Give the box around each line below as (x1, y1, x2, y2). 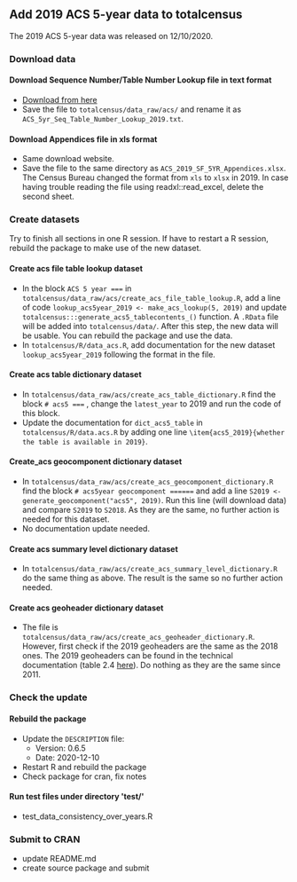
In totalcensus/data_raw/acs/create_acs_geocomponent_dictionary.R (21, 476, 274, 487)
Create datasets (9, 213, 80, 225)
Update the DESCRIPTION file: (21, 733, 125, 744)
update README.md (21, 854, 97, 864)
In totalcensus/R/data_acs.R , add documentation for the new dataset (21, 339, 276, 350)
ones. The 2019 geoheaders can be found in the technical (21, 650, 233, 661)
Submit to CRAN (9, 833, 81, 846)
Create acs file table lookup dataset (9, 264, 144, 274)
